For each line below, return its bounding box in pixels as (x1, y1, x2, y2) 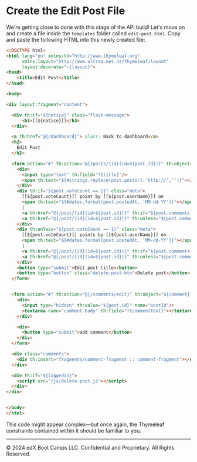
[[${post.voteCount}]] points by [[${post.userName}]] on (21, 232, 167, 238)
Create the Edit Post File (6, 4, 125, 18)
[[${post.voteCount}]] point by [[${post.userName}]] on (21, 194, 164, 200)
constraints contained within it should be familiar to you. (6, 427, 142, 434)
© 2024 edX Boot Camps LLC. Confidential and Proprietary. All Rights (6, 444, 175, 451)
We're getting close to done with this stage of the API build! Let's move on (6, 24, 185, 31)
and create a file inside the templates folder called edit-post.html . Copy (6, 29, 181, 36)
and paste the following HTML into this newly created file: (6, 36, 145, 43)
